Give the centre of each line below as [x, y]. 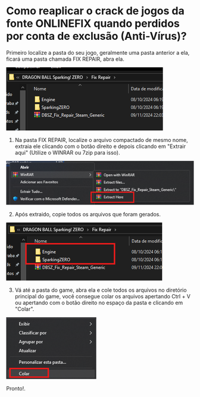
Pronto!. [16, 388]
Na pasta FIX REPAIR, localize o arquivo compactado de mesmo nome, [101, 140]
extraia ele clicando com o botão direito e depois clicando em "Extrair [100, 146]
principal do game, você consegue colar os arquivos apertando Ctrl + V [103, 296]
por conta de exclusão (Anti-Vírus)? [97, 36]
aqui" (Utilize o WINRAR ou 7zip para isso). [67, 152]
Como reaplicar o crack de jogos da [95, 11]
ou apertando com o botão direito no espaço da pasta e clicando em [99, 303]
